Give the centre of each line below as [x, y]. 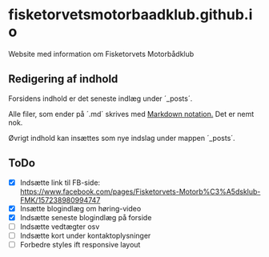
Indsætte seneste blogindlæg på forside [86, 217]
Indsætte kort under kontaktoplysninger [85, 235]
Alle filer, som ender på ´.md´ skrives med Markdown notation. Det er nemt [131, 114]
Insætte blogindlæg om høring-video [80, 208]
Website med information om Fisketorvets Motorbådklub [101, 54]
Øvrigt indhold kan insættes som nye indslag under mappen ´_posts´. [122, 138]
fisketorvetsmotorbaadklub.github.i [130, 15]
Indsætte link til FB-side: [60, 183]
